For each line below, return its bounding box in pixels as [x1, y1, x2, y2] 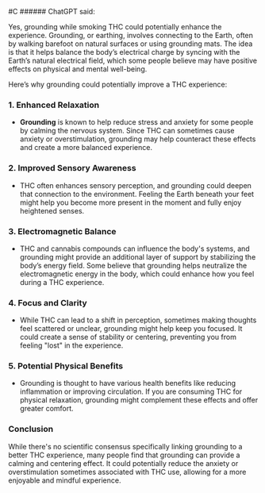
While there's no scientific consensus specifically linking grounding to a [8, 441, 243, 451]
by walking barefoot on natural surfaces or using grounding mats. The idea [8, 39, 253, 48]
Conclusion [8, 424, 54, 435]
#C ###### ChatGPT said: [8, 7, 95, 16]
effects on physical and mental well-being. [8, 64, 148, 74]
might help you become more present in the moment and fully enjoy [19, 198, 242, 207]
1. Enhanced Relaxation [8, 99, 100, 110]
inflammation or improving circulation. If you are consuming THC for [19, 387, 243, 396]
